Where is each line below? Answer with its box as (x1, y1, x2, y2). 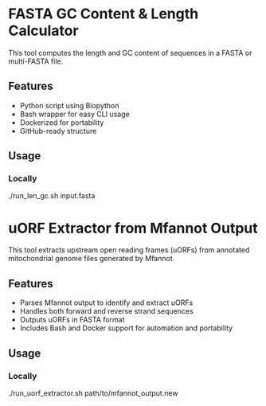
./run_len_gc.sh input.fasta (8, 191, 96, 201)
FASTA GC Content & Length (8, 5, 199, 23)
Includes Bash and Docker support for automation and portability (19, 323, 233, 333)
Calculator (8, 21, 79, 40)
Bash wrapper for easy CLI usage (19, 109, 130, 119)
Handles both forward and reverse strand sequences (19, 306, 194, 316)
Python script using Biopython (19, 100, 119, 110)
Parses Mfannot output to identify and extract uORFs (19, 298, 194, 307)
